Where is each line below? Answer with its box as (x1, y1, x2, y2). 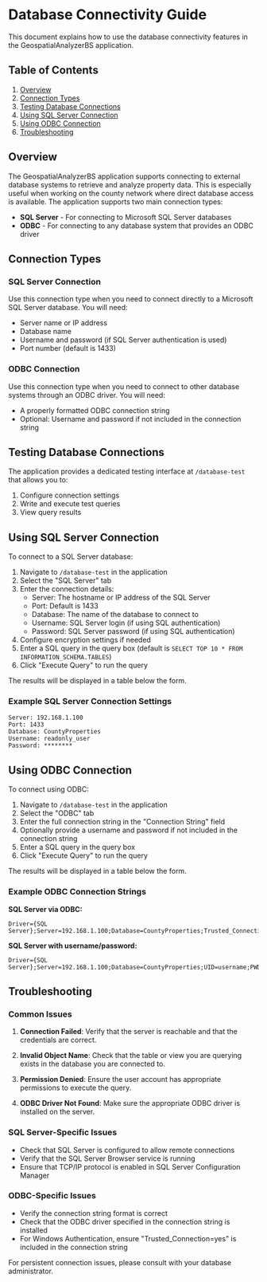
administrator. (8, 1266, 54, 1276)
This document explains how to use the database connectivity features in (8, 32, 249, 41)
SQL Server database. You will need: (8, 303, 128, 313)
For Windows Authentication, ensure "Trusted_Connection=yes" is (19, 1233, 237, 1243)
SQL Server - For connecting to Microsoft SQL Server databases (19, 212, 232, 222)
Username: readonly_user (8, 735, 91, 743)
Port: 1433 (8, 721, 44, 729)
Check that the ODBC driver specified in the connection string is (19, 1217, 230, 1226)
